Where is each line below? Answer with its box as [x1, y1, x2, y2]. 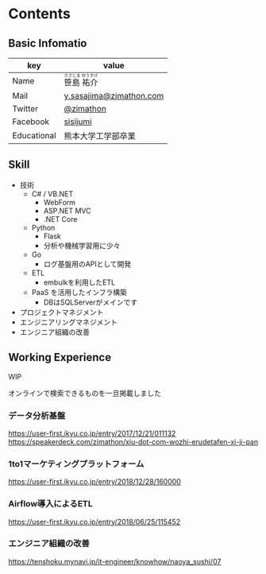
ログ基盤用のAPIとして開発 [43, 259, 132, 269]
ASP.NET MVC [43, 206, 91, 215]
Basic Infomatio [8, 37, 87, 50]
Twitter [12, 103, 38, 114]
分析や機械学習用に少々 [43, 240, 121, 250]
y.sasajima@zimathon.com [64, 91, 164, 101]
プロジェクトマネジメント [19, 307, 104, 316]
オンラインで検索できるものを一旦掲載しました [8, 388, 161, 398]
